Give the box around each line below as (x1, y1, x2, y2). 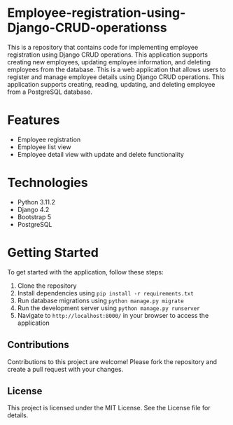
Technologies (7, 175, 89, 190)
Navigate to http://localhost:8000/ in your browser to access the (17, 311, 209, 319)
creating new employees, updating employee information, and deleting (7, 57, 211, 66)
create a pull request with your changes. (7, 365, 124, 373)
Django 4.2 (17, 205, 50, 214)
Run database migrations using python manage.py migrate (17, 296, 184, 305)
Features (7, 112, 60, 128)
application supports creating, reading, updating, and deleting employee (7, 80, 216, 88)
